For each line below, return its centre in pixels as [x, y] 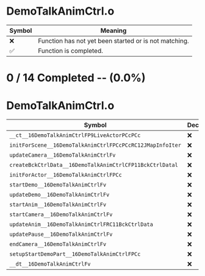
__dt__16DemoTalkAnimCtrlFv [50, 264]
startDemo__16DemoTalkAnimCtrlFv [58, 185]
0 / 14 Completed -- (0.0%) [76, 78]
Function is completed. [70, 51]
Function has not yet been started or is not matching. [113, 41]
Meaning [113, 30]
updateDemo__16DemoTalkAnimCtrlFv [59, 195]
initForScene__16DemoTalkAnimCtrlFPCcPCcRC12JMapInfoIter [95, 145]
